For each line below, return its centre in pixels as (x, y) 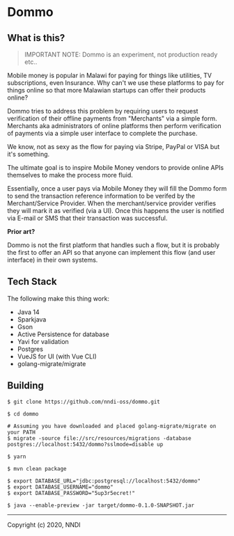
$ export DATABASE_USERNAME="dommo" (60, 487)
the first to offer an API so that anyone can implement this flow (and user (111, 252)
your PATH (22, 432)
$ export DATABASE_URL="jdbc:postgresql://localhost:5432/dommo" (104, 481)
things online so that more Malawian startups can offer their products (107, 90)
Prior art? (21, 231)
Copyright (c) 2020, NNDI (44, 525)
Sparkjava (32, 319)
